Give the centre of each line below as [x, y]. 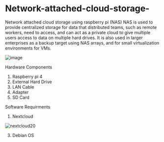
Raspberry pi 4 [27, 76]
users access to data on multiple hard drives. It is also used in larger [74, 38]
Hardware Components [29, 67]
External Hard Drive [32, 82]
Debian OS [23, 135]
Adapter [20, 92]
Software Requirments [28, 107]
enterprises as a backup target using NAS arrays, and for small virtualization [82, 43]
